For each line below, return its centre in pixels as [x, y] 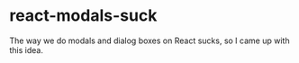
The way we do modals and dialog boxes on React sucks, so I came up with [149, 40]
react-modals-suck [83, 16]
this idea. [26, 49]
